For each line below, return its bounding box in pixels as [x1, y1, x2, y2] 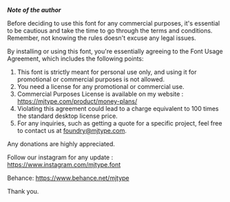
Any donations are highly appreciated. [7, 140, 116, 148]
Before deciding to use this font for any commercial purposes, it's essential [7, 19, 220, 27]
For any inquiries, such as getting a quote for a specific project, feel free [17, 119, 222, 127]
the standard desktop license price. [17, 112, 118, 120]
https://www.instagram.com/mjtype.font [7, 161, 121, 168]
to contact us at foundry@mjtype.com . [17, 127, 127, 134]
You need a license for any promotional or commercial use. [17, 83, 185, 90]
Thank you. [7, 188, 39, 195]
